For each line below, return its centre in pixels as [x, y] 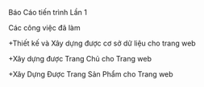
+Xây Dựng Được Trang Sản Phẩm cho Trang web [91, 74]
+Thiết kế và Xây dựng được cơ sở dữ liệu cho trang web [102, 43]
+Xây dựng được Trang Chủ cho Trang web [80, 59]
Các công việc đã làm [44, 28]
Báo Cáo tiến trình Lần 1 [48, 12]
